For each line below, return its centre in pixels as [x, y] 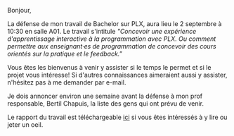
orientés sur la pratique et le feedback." [65, 54]
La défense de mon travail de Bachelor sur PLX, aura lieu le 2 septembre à [115, 24]
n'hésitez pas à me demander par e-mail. [67, 82]
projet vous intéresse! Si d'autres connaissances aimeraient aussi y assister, [117, 75]
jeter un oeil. [25, 125]
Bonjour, [19, 10]
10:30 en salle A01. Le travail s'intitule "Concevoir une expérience [102, 31]
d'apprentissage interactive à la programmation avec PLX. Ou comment [112, 39]
